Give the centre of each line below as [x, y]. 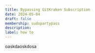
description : [18, 28]
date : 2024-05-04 [23, 14]
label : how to [19, 32]
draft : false [18, 19]
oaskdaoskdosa [21, 46]
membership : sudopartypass [32, 23]
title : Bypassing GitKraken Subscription [48, 10]
